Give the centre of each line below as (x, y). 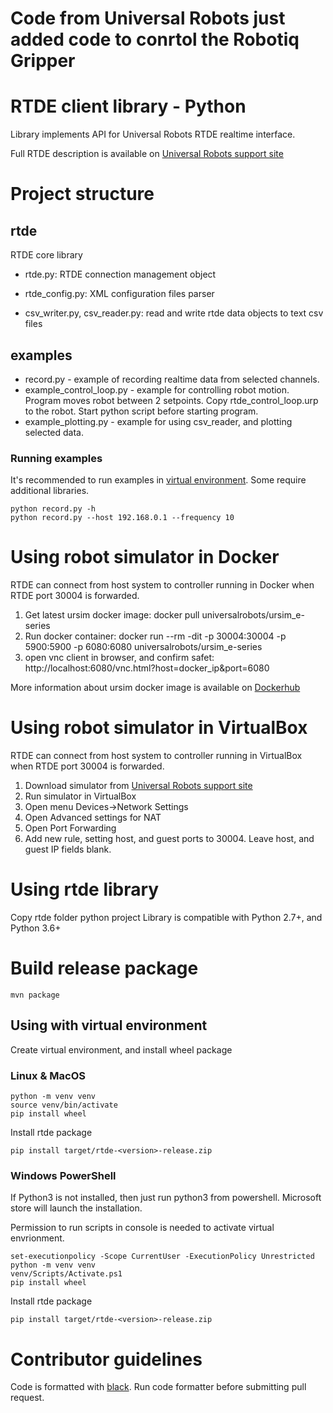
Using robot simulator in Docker (145, 557)
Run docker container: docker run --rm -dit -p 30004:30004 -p (155, 636)
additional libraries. (50, 491)
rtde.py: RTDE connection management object (120, 274)
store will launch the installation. (76, 1208)
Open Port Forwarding (70, 828)
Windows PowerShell (63, 1176)
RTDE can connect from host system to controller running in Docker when (162, 585)
